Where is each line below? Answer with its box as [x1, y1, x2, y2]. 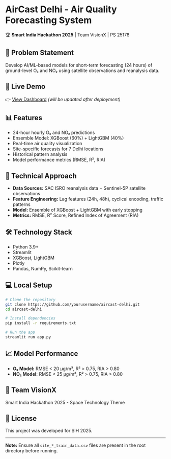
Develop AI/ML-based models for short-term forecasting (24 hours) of [5, 62, 153, 68]
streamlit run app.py [5, 335, 51, 340]
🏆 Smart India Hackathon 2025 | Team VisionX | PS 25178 [5, 32, 130, 38]
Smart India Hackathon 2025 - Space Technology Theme [5, 399, 125, 405]
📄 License [5, 414, 37, 423]
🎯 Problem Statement [5, 49, 74, 57]
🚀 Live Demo [5, 82, 46, 91]
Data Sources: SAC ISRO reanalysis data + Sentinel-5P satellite [12, 185, 146, 191]
